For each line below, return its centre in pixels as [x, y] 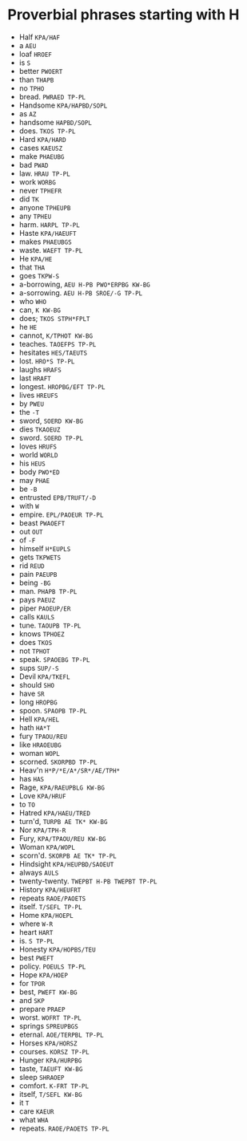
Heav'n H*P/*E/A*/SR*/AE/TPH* [70, 770]
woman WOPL [40, 753]
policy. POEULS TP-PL [52, 966]
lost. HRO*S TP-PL [47, 361]
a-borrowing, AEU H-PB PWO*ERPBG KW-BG [85, 284]
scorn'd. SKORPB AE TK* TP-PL [68, 855]
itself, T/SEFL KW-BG [50, 1094]
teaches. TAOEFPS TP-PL [58, 343]
